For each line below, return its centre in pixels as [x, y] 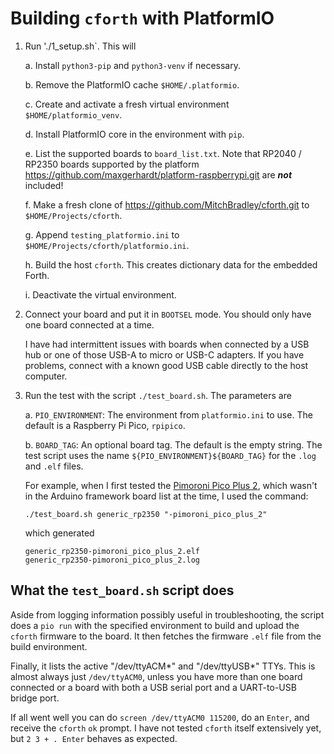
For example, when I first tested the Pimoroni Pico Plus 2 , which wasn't [171, 485]
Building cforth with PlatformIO [142, 18]
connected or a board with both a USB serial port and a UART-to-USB [153, 687]
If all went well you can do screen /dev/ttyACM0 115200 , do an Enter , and [160, 717]
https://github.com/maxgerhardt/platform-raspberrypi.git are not [158, 174]
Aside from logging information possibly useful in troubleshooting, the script [167, 614]
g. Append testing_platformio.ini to [102, 234]
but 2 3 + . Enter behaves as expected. [94, 738]
